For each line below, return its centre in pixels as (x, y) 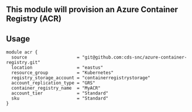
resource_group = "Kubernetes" (63, 73)
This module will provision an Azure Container (92, 10)
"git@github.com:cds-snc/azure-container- (134, 57)
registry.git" (23, 63)
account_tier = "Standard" (60, 93)
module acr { (22, 52)
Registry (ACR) (34, 19)
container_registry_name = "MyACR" (56, 88)
